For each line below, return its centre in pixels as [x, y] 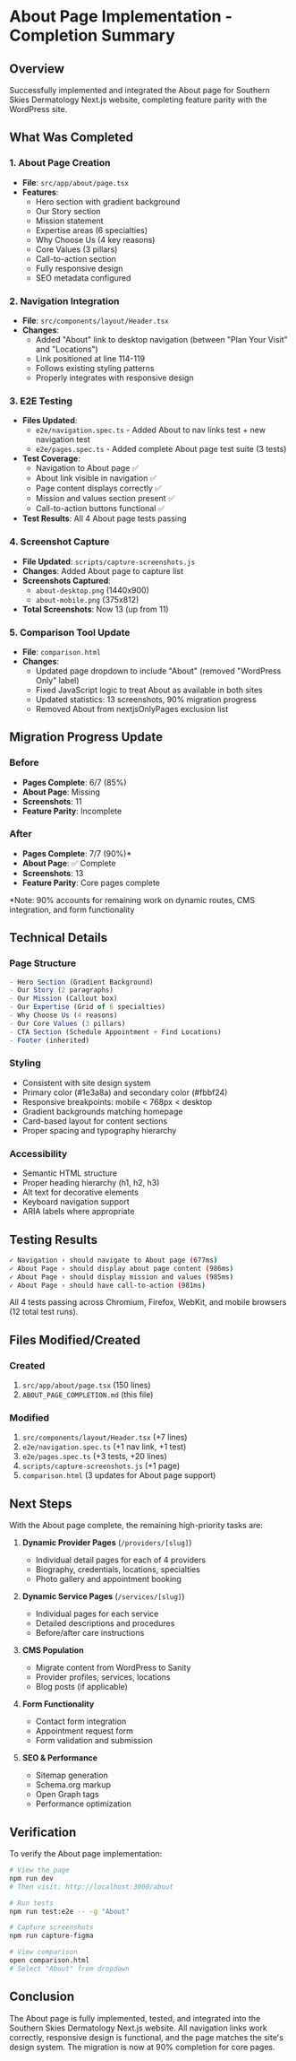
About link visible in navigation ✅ [96, 478]
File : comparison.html [61, 651]
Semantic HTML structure [70, 1173]
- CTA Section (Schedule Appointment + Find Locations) [115, 1032]
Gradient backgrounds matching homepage [102, 1111]
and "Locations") [67, 349]
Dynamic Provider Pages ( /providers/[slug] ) [107, 1543]
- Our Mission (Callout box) [63, 999]
